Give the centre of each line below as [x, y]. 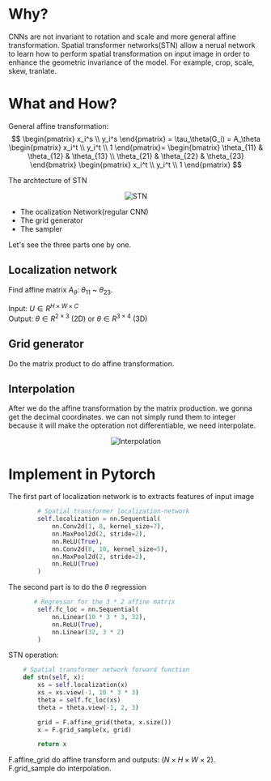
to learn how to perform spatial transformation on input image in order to [129, 53]
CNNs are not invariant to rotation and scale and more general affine [122, 36]
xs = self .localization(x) [83, 685]
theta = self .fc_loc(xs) [79, 700]
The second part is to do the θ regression [78, 587]
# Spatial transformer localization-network [114, 511]
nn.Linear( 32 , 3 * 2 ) [88, 632]
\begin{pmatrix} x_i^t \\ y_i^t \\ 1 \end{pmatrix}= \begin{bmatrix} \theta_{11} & [136, 147]
